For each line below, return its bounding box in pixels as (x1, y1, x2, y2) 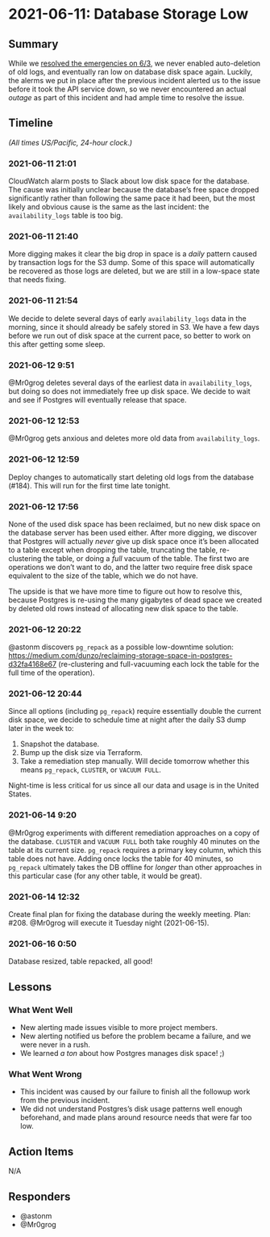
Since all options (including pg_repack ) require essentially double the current (8, 707, 262, 716)
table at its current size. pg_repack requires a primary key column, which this (8, 845, 262, 855)
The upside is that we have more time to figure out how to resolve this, (8, 586, 243, 596)
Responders (8, 1189, 71, 1203)
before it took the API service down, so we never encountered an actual (8, 84, 247, 94)
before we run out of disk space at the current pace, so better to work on (8, 331, 251, 340)
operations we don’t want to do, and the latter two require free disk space (8, 562, 253, 572)
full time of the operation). (8, 668, 95, 678)
